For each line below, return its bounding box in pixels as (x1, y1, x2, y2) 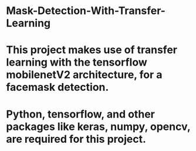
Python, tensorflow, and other (6, 107, 156, 121)
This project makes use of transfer (6, 43, 178, 57)
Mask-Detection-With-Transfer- (6, 4, 166, 18)
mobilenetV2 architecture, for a (6, 68, 163, 81)
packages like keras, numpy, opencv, (6, 120, 191, 133)
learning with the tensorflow (6, 56, 148, 69)
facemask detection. (6, 81, 109, 94)
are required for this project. (6, 132, 147, 146)
